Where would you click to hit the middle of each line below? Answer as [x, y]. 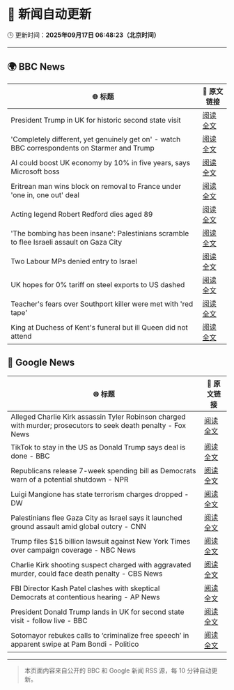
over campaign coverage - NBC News [73, 550]
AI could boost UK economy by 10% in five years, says [100, 162]
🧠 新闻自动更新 [49, 14]
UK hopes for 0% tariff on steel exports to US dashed [98, 284]
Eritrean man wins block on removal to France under [96, 186]
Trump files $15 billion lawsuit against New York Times [101, 541]
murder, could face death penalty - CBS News [87, 574]
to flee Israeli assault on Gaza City [67, 242]
